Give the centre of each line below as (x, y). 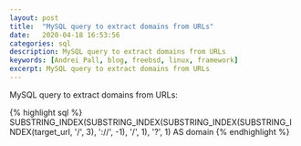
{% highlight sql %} (46, 112)
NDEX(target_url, (41, 131)
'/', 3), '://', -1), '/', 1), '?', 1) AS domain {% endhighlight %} (182, 131)
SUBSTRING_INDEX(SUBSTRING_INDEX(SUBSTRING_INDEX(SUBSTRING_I (150, 122)
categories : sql (40, 43)
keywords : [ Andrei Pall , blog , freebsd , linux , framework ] (124, 60)
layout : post (34, 18)
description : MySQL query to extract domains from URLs (118, 52)
